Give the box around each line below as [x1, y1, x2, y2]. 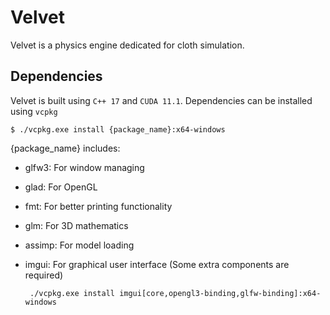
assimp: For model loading [24, 239, 135, 251]
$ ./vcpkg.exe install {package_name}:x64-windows [10, 124, 226, 135]
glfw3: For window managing [24, 161, 145, 173]
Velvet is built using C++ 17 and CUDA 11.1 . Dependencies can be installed [10, 94, 313, 106]
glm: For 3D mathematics [24, 219, 129, 231]
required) [24, 269, 64, 281]
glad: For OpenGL [24, 181, 98, 193]
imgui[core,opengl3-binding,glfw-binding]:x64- [119, 288, 322, 298]
